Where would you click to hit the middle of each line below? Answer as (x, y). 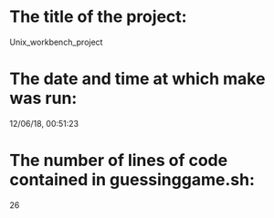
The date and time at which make (137, 79)
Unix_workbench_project (56, 42)
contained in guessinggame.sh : (132, 180)
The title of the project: (98, 17)
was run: (43, 99)
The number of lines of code (119, 161)
